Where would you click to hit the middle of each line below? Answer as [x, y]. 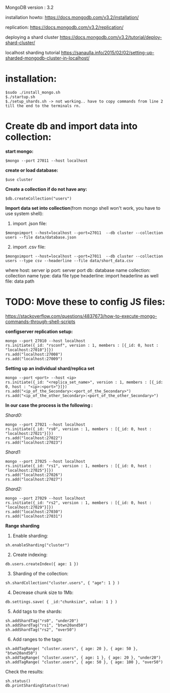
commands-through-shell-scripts [40, 321]
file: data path [20, 281]
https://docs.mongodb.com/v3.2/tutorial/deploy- [111, 37]
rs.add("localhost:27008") [34, 354]
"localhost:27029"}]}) [29, 507]
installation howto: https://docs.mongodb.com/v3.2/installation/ [72, 17]
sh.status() [18, 681]
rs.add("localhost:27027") [34, 479]
